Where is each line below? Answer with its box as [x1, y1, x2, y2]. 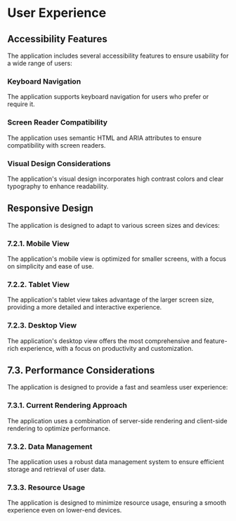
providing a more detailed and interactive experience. [7, 303, 162, 311]
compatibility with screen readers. [7, 141, 106, 149]
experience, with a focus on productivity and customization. [20, 344, 194, 352]
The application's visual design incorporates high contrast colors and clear [7, 174, 224, 183]
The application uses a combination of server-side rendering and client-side [7, 416, 228, 425]
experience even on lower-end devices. [7, 506, 122, 515]
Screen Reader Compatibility [7, 117, 107, 127]
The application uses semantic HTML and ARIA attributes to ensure [7, 134, 202, 142]
